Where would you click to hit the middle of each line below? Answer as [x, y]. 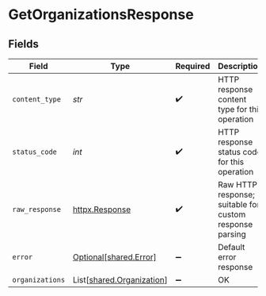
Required [193, 66]
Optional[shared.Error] [114, 257]
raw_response [37, 209]
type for [232, 109]
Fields [24, 44]
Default [231, 247]
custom [232, 214]
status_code [35, 152]
